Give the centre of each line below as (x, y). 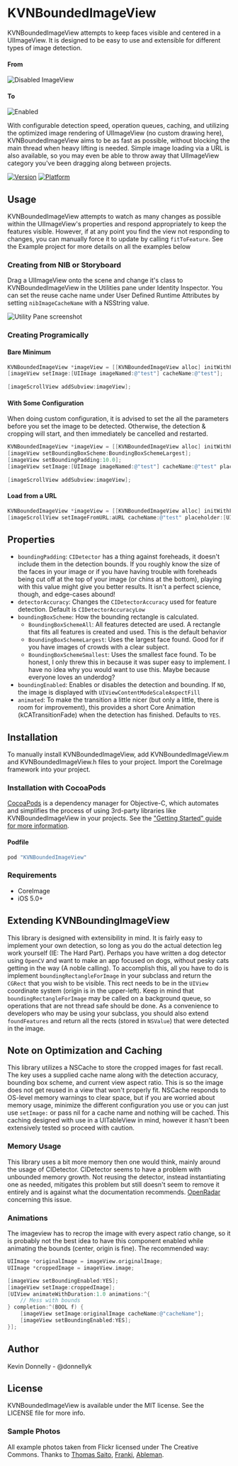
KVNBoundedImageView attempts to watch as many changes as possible (114, 216)
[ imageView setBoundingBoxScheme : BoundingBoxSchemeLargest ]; (100, 453)
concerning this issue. (40, 1199)
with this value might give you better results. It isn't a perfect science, (119, 587)
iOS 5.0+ (30, 898)
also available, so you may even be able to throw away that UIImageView (113, 156)
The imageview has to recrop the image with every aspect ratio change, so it (119, 1233)
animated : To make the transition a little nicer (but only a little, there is (118, 700)
